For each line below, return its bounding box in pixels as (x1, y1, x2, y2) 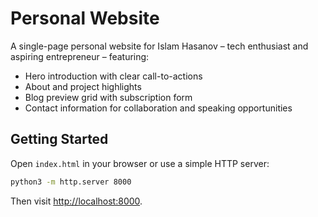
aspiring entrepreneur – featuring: (10, 50, 150, 62)
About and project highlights (24, 80, 142, 92)
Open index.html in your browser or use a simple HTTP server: (10, 157, 270, 169)
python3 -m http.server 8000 (10, 177, 132, 187)
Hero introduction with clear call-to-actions (24, 70, 203, 82)
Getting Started (10, 131, 109, 148)
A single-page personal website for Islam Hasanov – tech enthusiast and (10, 40, 309, 52)
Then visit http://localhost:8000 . (10, 195, 143, 207)
